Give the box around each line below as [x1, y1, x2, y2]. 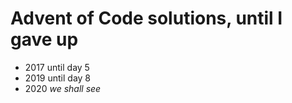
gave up [10, 28, 79, 51]
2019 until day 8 [24, 72, 92, 84]
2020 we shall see [24, 82, 102, 94]
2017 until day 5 [24, 61, 90, 73]
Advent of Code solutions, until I [10, 7, 283, 30]
